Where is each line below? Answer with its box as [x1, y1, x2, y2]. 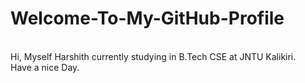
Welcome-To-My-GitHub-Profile [10, 7, 285, 30]
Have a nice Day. [10, 61, 80, 73]
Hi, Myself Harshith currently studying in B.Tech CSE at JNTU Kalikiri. [10, 50, 297, 62]
